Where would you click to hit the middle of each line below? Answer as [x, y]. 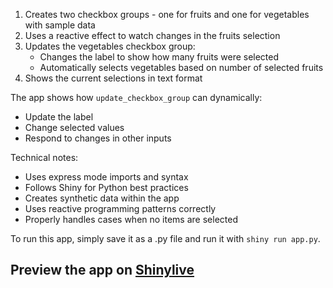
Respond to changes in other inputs [98, 138]
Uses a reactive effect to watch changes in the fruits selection [152, 35]
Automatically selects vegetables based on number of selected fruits [181, 67]
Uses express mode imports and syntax [106, 177]
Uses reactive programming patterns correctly [120, 208]
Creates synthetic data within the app [102, 198]
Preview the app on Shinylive [102, 270]
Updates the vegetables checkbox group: [110, 46]
